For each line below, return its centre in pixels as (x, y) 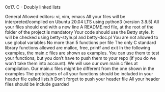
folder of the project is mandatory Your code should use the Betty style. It (79, 32)
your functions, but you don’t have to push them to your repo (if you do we (81, 58)
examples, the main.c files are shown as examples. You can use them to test (82, 53)
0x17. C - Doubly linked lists (33, 7)
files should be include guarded (37, 84)
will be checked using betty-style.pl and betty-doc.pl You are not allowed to (82, 37)
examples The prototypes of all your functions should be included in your (79, 74)
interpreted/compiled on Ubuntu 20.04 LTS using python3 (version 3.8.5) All (82, 22)
